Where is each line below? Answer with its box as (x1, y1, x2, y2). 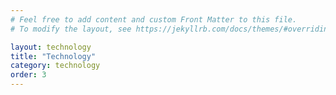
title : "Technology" (10, 51, 97, 61)
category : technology (10, 61, 101, 71)
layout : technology (10, 42, 92, 52)
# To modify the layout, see (10, 24, 132, 34)
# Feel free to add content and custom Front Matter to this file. (10, 14, 298, 25)
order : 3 (10, 70, 47, 80)
